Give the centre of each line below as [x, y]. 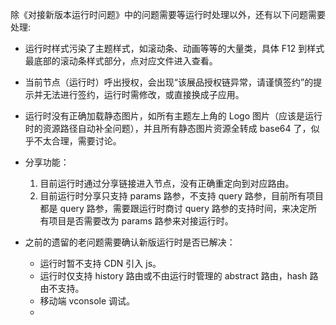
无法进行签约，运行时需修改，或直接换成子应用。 [143, 94]
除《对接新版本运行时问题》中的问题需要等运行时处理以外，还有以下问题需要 [168, 14]
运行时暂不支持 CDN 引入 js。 [100, 263]
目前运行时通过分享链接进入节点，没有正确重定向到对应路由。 [167, 183]
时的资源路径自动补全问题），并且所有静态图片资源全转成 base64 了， [168, 128]
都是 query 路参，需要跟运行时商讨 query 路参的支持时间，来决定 [174, 208]
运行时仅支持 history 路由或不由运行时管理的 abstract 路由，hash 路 [179, 276]
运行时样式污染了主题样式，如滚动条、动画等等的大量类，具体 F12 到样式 [174, 48]
